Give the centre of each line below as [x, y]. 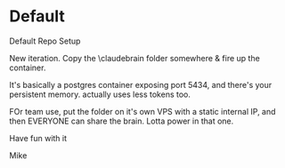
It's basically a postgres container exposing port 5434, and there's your [141, 84]
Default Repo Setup [45, 41]
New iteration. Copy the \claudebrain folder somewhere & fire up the [134, 58]
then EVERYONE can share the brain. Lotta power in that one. [122, 121]
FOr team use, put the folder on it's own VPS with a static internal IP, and [142, 111]
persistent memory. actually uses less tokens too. [100, 94]
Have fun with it [38, 138]
